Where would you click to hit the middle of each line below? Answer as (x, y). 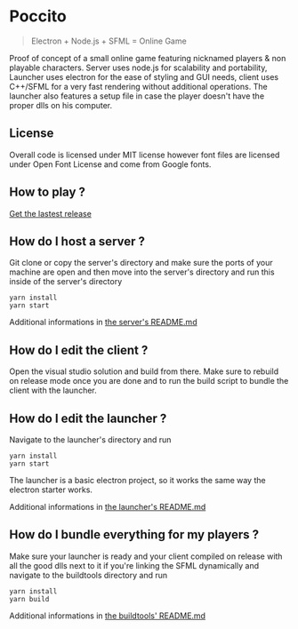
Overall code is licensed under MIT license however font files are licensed (145, 155)
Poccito (38, 16)
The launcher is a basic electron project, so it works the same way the (137, 480)
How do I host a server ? (77, 241)
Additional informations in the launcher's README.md (108, 507)
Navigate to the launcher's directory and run (90, 440)
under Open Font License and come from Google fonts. (110, 164)
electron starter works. (51, 490)
